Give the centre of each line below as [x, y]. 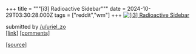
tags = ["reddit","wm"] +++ [88, 15]
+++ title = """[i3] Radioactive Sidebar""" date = [66, 9]
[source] [16, 45]
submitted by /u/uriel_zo [36, 27]
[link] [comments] [28, 33]
